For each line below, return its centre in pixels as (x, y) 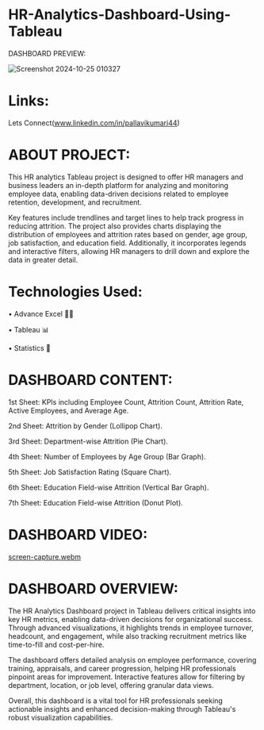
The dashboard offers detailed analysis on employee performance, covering (132, 659)
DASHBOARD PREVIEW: (47, 53)
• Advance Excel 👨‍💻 (41, 313)
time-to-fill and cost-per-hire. (56, 644)
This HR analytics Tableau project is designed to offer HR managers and (126, 177)
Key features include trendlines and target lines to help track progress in (126, 217)
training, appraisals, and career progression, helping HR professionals (122, 668)
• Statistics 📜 (30, 348)
